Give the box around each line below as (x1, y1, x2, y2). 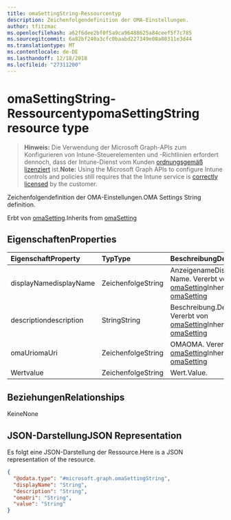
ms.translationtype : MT (7, 42, 76, 49)
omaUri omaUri (10, 349, 58, 358)
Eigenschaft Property (10, 254, 80, 264)
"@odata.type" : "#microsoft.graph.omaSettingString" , (13, 475, 170, 482)
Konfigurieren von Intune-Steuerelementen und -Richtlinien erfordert (23, 150, 219, 158)
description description (10, 315, 84, 325)
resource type (7, 120, 89, 136)
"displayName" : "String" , (13, 481, 88, 488)
